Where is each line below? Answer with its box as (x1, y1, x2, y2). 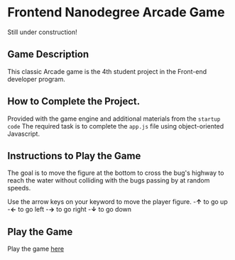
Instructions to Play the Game (7, 150, 141, 162)
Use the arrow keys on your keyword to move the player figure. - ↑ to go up (7, 197, 229, 206)
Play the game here (7, 244, 65, 253)
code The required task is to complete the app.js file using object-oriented (7, 121, 224, 130)
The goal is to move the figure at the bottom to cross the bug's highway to (7, 168, 224, 178)
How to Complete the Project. (7, 95, 141, 107)
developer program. (7, 75, 65, 83)
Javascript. (7, 129, 40, 138)
